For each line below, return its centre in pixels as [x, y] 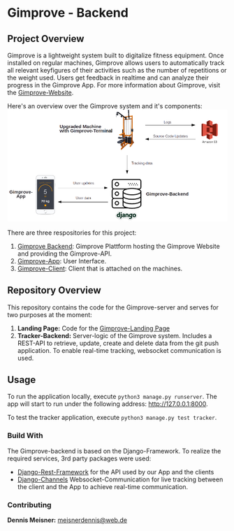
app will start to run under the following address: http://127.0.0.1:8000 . [108, 404]
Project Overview [46, 39]
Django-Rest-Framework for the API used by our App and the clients [116, 472]
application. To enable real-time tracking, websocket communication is [119, 350]
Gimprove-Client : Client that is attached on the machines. [100, 268]
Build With [25, 436]
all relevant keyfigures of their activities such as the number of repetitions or [117, 70]
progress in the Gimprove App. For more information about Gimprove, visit [114, 85]
